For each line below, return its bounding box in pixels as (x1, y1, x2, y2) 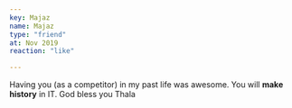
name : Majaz (9, 22, 54, 31)
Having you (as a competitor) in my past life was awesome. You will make (9, 79, 284, 90)
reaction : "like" (9, 47, 75, 56)
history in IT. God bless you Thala (9, 89, 136, 100)
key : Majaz (9, 13, 51, 22)
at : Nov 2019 (9, 38, 59, 48)
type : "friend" (9, 30, 67, 39)
